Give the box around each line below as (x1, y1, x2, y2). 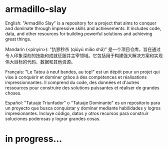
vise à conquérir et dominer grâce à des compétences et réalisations (5, 74, 147, 80)
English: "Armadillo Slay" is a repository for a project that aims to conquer (5, 20, 156, 26)
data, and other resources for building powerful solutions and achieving (5, 30, 152, 36)
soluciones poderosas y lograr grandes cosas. (5, 115, 101, 121)
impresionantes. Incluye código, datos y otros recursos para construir (5, 110, 149, 116)
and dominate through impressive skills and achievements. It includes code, (5, 25, 161, 31)
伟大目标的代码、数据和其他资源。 (5, 58, 75, 64)
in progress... (5, 133, 62, 144)
